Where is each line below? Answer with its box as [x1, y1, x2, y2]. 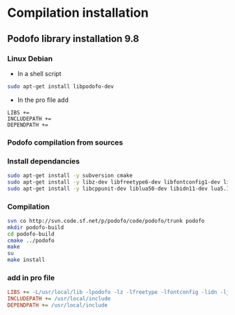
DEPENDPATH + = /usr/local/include [7, 302, 108, 309]
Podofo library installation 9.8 [7, 33, 140, 45]
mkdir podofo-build [7, 224, 64, 231]
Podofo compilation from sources [7, 138, 124, 147]
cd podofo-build [7, 230, 55, 237]
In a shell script [17, 69, 62, 78]
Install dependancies [7, 156, 80, 166]
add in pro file [7, 272, 55, 282]
